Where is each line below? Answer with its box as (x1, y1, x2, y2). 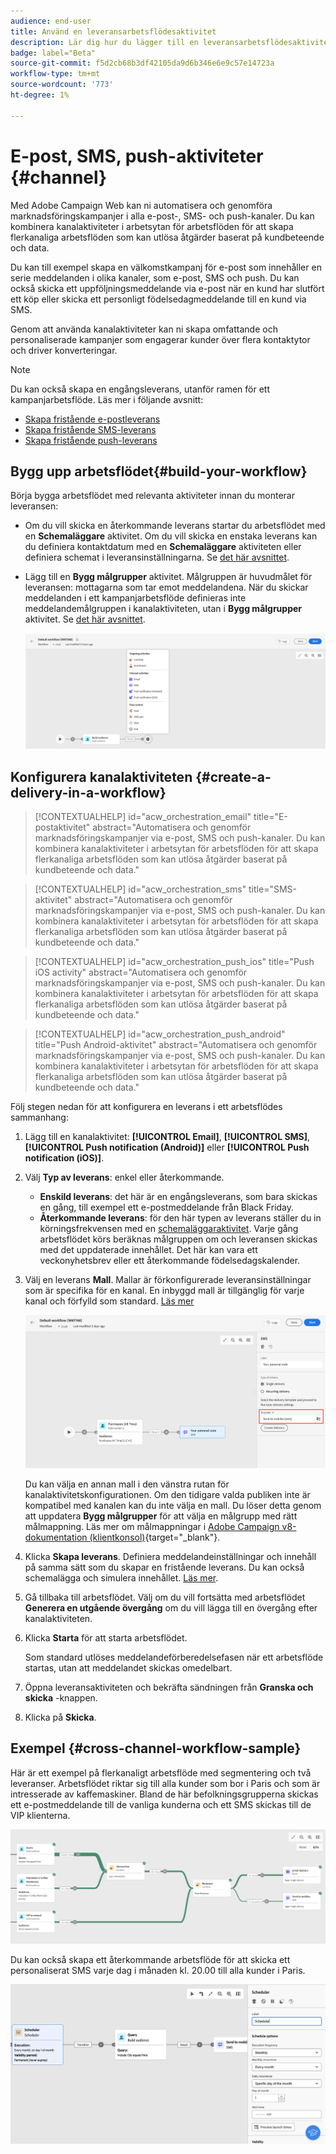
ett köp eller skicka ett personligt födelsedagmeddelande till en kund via (10, 293, 307, 305)
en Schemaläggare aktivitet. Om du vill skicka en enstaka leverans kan (24, 530, 318, 542)
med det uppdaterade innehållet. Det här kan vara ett (39, 1243, 258, 1255)
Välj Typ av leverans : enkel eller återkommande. (24, 1171, 225, 1183)
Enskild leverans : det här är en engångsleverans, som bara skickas (39, 1190, 318, 1202)
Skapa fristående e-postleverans (24, 413, 161, 425)
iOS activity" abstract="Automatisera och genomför (34, 966, 248, 978)
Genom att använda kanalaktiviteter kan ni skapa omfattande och (10, 323, 278, 335)
